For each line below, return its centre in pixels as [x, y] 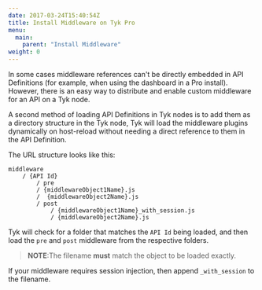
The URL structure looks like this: [62, 155]
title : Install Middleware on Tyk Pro [72, 23]
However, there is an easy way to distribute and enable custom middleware [130, 91]
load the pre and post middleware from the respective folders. [109, 240]
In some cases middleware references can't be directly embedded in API [126, 74]
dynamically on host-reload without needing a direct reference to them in [127, 131]
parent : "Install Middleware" [72, 45]
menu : [17, 30]
